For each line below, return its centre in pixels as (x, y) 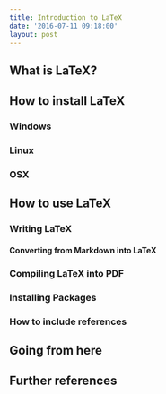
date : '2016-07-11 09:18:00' (64, 26)
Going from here (56, 350)
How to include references (68, 321)
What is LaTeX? (53, 70)
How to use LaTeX (61, 204)
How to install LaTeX (67, 101)
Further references (63, 381)
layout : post (34, 34)
